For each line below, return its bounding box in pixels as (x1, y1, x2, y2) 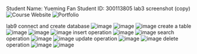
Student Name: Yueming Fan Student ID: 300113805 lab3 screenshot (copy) (6, 5, 190, 12)
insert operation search (73, 29, 175, 36)
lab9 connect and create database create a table (6, 23, 192, 29)
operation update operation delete (6, 35, 179, 42)
